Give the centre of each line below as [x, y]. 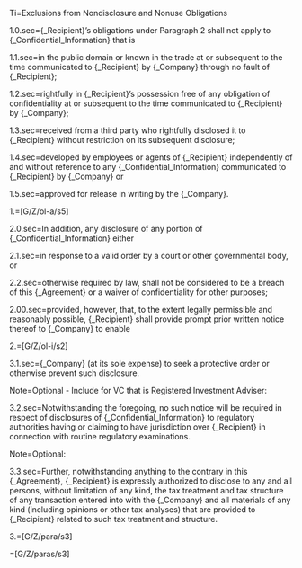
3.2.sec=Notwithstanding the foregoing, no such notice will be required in [146, 408]
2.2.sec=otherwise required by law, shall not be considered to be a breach [147, 283]
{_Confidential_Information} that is [72, 40]
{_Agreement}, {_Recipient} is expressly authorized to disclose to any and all [151, 481]
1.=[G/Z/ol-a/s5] [39, 211]
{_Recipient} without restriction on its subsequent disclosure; [122, 140]
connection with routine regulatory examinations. [100, 436]
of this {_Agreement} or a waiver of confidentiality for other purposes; [138, 292]
